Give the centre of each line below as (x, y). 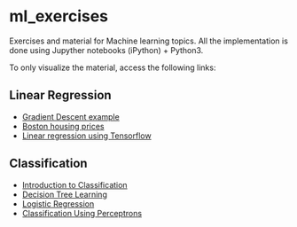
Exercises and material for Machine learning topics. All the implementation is (148, 41)
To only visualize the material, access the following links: (113, 67)
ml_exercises (59, 16)
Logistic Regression (58, 204)
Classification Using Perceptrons (82, 213)
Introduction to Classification (74, 184)
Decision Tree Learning (65, 194)
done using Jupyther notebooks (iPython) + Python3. (106, 50)
